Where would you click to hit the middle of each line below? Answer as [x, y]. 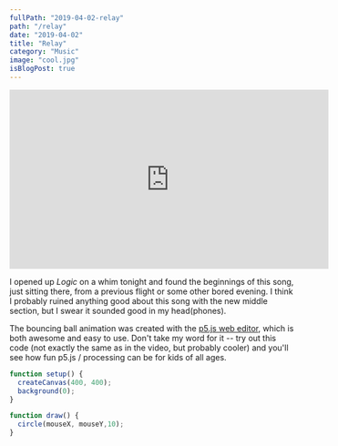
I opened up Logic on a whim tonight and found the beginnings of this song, [152, 281]
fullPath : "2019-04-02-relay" [67, 18]
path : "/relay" [38, 26]
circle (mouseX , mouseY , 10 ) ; [71, 424]
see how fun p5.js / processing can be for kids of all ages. [118, 357]
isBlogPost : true [42, 69]
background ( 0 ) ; [46, 391]
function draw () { [44, 416]
